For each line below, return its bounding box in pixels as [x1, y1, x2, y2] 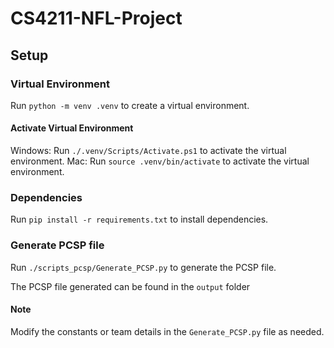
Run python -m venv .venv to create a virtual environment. [10, 99, 250, 111]
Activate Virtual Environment [10, 122, 134, 134]
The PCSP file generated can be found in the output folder [10, 280, 251, 292]
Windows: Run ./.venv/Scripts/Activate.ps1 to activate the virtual [10, 145, 287, 157]
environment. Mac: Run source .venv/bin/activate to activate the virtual [10, 155, 310, 167]
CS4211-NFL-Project [10, 7, 183, 30]
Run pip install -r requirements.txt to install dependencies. [10, 213, 269, 226]
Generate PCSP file [10, 238, 105, 252]
